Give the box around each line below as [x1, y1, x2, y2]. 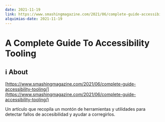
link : [5, 12, 16, 17]
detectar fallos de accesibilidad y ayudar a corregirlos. [5, 111, 115, 118]
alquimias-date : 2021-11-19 [5, 16, 63, 21]
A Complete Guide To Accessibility [5, 37, 150, 49]
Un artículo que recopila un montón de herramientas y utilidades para [5, 106, 146, 112]
